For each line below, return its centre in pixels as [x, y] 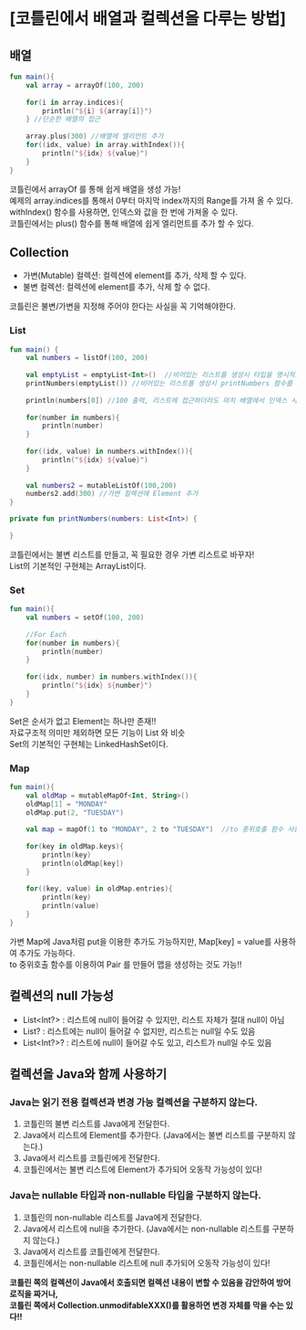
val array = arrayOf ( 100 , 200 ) [85, 85]
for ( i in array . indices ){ [75, 102]
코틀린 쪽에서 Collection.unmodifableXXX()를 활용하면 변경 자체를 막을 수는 [147, 1305]
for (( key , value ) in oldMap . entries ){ [99, 889]
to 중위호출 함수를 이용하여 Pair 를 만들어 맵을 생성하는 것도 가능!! [126, 964]
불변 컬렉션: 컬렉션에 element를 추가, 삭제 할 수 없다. [117, 287]
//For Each [46, 634]
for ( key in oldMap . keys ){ [75, 847]
